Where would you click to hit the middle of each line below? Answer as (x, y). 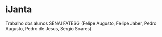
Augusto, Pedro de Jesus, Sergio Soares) (48, 28)
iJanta (19, 9)
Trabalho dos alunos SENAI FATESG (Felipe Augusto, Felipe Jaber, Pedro (81, 23)
